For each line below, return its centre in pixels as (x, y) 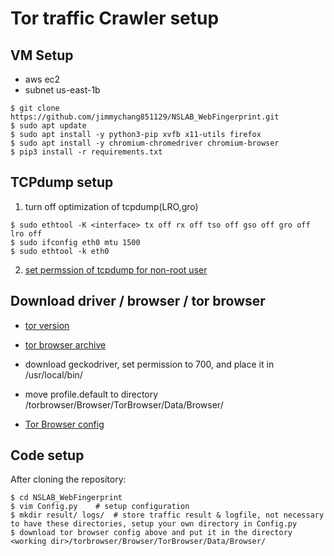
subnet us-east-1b (62, 90)
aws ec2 (42, 79)
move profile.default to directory (91, 394)
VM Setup (42, 55)
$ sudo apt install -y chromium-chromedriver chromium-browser (145, 143)
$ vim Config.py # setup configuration (100, 507)
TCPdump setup (62, 182)
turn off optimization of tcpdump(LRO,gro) (111, 206)
